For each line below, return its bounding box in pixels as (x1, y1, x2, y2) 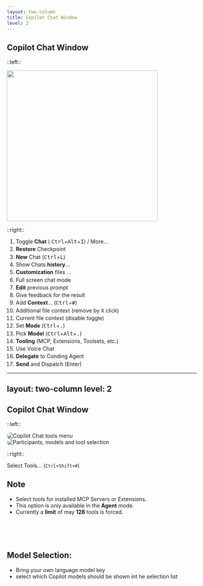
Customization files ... (15, 269, 72, 276)
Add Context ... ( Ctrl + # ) (15, 299, 78, 307)
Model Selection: (7, 550, 72, 561)
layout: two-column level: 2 (7, 384, 112, 394)
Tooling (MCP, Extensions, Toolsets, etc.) (15, 337, 119, 345)
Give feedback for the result (15, 291, 86, 299)
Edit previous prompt (15, 284, 69, 291)
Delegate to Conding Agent (15, 352, 84, 360)
